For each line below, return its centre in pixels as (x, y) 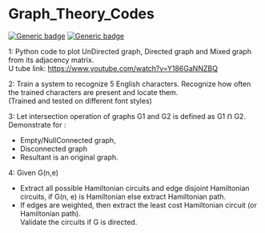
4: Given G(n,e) (33, 172)
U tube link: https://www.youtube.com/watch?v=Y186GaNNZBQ (113, 68)
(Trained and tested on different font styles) (80, 101)
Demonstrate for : (37, 124)
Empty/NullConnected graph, (68, 140)
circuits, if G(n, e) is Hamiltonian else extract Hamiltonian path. (123, 196)
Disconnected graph (54, 148)
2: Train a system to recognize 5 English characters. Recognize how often (130, 84)
